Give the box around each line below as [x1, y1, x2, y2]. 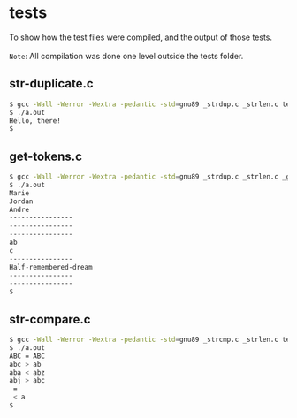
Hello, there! [9, 116, 62, 125]
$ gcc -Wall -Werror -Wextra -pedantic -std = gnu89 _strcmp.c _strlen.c [9, 335, 278, 344]
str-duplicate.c [9, 76, 95, 91]
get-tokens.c [9, 148, 82, 163]
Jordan [9, 197, 34, 206]
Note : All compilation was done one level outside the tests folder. [9, 50, 244, 61]
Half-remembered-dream [9, 262, 93, 271]
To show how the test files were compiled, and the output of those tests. [9, 32, 272, 42]
